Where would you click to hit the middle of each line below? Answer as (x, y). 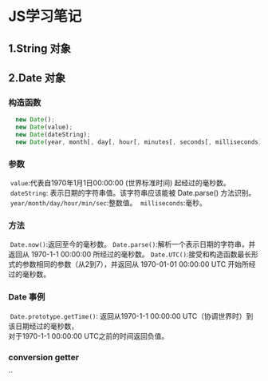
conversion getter (44, 357)
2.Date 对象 (37, 78)
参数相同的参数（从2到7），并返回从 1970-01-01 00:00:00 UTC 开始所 (136, 264)
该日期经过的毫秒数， (43, 326)
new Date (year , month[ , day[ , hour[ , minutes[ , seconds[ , (114, 142)
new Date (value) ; (44, 127)
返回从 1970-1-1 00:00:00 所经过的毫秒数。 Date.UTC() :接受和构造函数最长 (130, 254)
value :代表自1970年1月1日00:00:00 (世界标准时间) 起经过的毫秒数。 (120, 183)
